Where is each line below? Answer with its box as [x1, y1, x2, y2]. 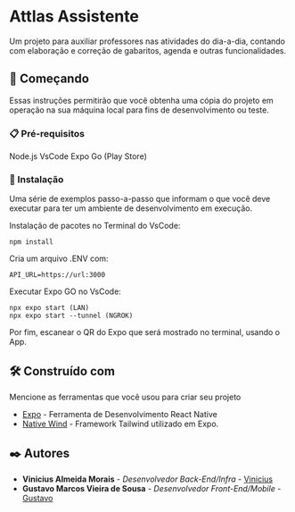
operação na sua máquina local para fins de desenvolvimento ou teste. [9, 105, 269, 115]
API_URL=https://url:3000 [9, 271, 105, 280]
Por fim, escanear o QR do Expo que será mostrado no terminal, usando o [9, 327, 281, 338]
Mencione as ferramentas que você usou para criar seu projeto [9, 391, 242, 403]
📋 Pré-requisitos [9, 127, 85, 139]
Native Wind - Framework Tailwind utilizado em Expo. [21, 418, 219, 430]
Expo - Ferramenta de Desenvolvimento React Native [21, 409, 218, 420]
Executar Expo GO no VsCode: [9, 286, 122, 297]
